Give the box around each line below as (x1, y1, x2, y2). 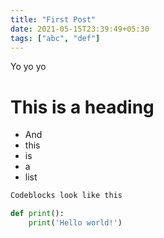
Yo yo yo (10, 61, 47, 73)
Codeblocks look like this (10, 191, 123, 201)
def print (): (10, 209, 65, 219)
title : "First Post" (10, 14, 97, 25)
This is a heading (10, 96, 155, 118)
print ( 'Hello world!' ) (28, 218, 123, 228)
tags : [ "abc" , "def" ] (10, 33, 101, 43)
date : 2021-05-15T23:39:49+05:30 (10, 24, 150, 34)
